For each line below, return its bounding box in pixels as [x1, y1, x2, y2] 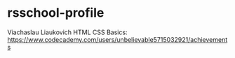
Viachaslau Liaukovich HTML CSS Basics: [7, 28, 128, 36]
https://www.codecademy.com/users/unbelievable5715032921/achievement [7, 35, 228, 43]
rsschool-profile [7, 5, 105, 21]
